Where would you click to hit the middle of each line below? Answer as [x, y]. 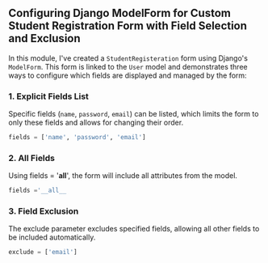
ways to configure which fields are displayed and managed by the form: [128, 75]
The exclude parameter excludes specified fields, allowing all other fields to [134, 229]
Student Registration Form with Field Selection [128, 26]
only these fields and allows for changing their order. [96, 123]
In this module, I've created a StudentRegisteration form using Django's [128, 58]
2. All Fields [31, 158]
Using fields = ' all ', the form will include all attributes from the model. [123, 176]
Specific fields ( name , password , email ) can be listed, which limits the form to [134, 114]
